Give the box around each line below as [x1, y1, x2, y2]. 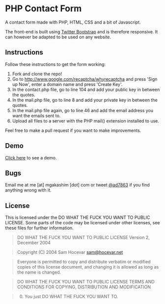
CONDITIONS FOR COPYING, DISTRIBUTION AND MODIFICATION [17, 284, 151, 290]
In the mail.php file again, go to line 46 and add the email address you [12, 107, 154, 113]
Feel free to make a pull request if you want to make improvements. [5, 127, 141, 133]
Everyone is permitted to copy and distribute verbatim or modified [17, 259, 151, 265]
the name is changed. [17, 269, 61, 275]
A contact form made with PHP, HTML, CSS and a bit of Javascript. [5, 19, 141, 25]
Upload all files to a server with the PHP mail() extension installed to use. [12, 118, 160, 123]
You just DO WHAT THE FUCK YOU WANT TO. [24, 294, 118, 300]
